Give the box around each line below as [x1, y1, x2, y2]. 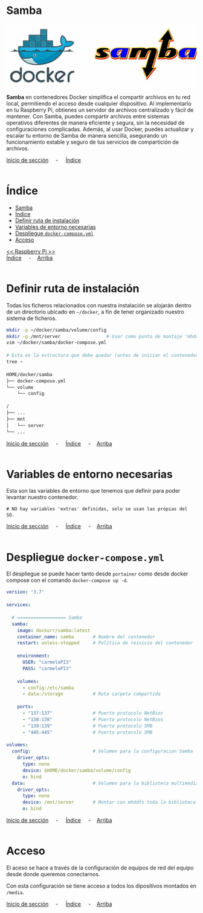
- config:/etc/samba [22, 685, 74, 691]
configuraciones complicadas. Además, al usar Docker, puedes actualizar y [6, 125, 194, 133]
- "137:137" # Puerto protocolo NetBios [22, 710, 164, 716]
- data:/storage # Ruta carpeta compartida [22, 691, 161, 697]
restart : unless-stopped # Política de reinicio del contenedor [17, 640, 193, 646]
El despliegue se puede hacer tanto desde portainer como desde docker [6, 570, 188, 577]
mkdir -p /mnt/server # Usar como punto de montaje [6, 333, 182, 339]
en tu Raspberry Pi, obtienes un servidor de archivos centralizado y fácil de [6, 106, 194, 114]
